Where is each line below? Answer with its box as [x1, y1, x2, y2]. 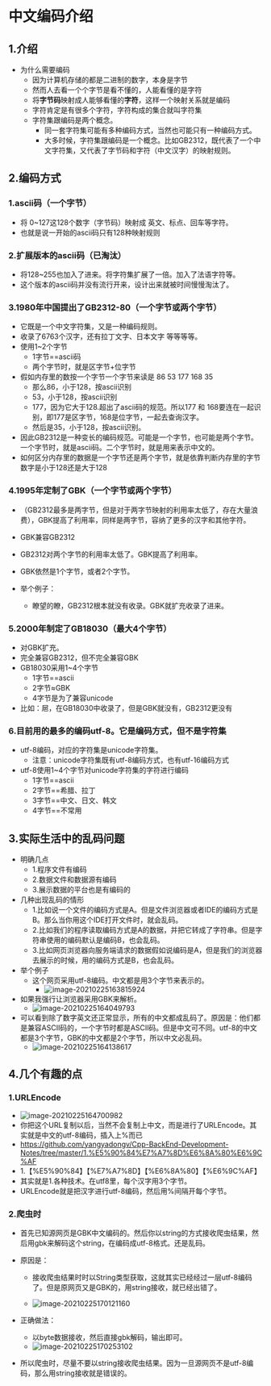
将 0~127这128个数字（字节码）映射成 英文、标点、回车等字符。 [19, 217, 233, 227]
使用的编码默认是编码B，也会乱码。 [46, 935, 165, 945]
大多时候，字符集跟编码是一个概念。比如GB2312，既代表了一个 [44, 136, 254, 145]
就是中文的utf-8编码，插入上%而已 [27, 1130, 143, 1140]
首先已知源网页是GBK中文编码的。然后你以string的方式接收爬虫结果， [19, 1228, 252, 1238]
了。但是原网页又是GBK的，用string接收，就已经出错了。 [31, 1282, 222, 1292]
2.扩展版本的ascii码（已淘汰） [8, 249, 127, 261]
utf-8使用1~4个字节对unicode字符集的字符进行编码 [19, 766, 190, 775]
